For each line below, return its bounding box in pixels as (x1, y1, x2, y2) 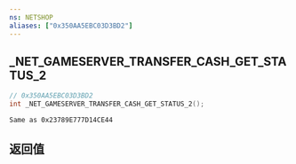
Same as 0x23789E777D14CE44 (9, 116, 114, 125)
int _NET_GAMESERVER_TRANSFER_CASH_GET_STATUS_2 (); (9, 99, 204, 109)
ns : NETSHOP (9, 12, 53, 22)
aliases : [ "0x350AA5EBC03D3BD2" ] (9, 21, 133, 30)
